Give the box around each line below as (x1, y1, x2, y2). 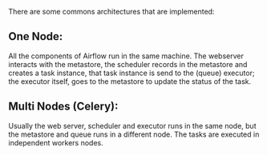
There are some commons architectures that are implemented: (8, 7, 215, 16)
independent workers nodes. (8, 137, 103, 147)
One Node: (8, 30, 63, 43)
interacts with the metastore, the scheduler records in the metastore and (8, 59, 248, 69)
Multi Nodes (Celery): (8, 100, 119, 113)
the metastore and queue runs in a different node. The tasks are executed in (8, 129, 260, 139)
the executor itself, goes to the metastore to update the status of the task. (8, 76, 251, 86)
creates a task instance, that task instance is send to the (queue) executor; (8, 68, 255, 77)
